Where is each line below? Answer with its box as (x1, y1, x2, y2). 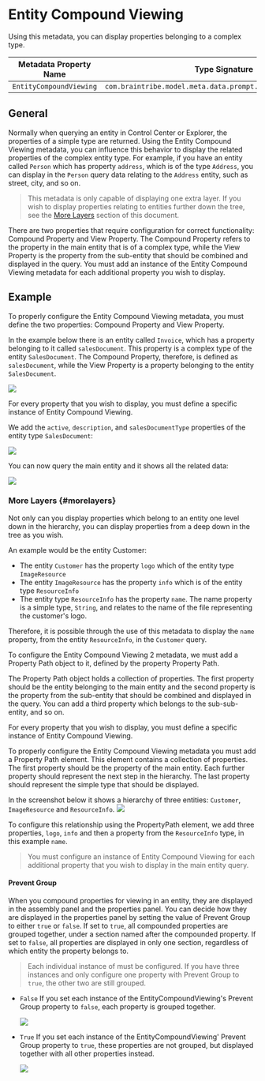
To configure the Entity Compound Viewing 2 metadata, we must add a (8, 650, 239, 659)
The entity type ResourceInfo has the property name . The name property (19, 594, 252, 603)
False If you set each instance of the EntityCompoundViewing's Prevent (19, 993, 254, 1004)
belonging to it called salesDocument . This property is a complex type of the (8, 343, 252, 353)
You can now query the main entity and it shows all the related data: (8, 460, 229, 471)
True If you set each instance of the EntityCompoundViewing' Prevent (19, 1032, 246, 1042)
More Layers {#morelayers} (8, 495, 117, 506)
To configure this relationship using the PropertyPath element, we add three (8, 820, 255, 829)
